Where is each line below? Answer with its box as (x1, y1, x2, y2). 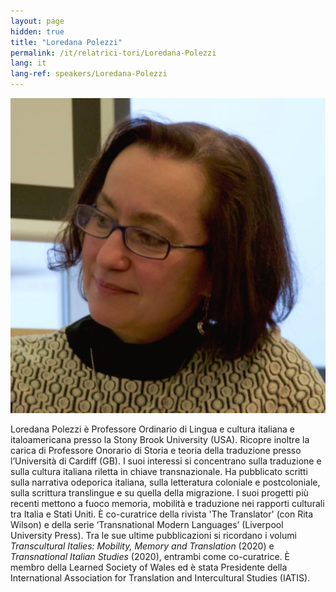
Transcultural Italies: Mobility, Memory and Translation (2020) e (10, 540, 275, 552)
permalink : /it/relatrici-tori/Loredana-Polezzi (10, 48, 217, 58)
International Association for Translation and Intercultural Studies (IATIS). (10, 572, 311, 584)
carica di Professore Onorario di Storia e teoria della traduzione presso (10, 445, 302, 456)
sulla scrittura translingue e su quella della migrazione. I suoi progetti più (10, 487, 309, 499)
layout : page (10, 16, 65, 26)
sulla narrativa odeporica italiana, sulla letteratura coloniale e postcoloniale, (10, 476, 321, 488)
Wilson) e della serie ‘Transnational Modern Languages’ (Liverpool (10, 519, 284, 530)
